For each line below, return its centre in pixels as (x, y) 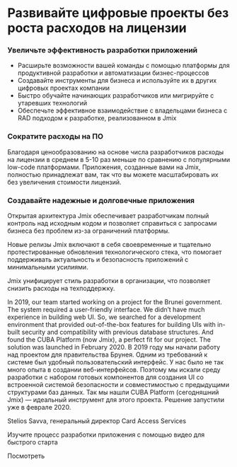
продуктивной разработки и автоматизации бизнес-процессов (113, 73)
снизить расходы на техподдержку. (61, 289)
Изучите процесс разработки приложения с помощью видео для (106, 435)
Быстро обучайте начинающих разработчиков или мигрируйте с (116, 96)
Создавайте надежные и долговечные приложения (101, 200)
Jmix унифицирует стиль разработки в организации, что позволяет (109, 281)
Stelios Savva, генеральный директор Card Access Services (97, 421)
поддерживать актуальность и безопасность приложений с (98, 260)
